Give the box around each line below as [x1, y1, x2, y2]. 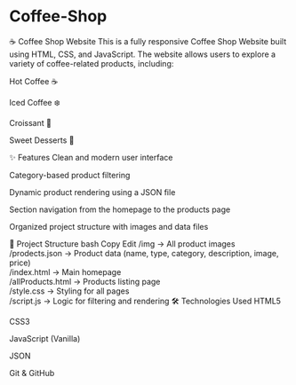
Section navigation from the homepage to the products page [9, 204, 231, 215]
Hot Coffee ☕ [9, 75, 59, 86]
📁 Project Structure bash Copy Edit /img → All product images [9, 238, 236, 249]
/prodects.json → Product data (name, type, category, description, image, [9, 247, 279, 258]
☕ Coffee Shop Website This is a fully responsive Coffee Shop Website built [9, 35, 287, 46]
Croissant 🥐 [9, 117, 52, 128]
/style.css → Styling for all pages [9, 286, 130, 296]
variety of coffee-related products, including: [9, 58, 174, 68]
